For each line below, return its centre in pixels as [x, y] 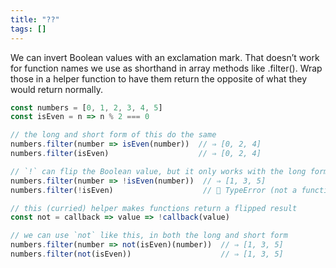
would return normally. [56, 89]
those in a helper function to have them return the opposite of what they [159, 78]
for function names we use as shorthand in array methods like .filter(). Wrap [166, 68]
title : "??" [35, 19]
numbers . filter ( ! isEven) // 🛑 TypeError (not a [154, 190]
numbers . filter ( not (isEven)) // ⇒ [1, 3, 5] [147, 254]
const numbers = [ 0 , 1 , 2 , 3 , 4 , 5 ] [86, 107]
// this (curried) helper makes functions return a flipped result [154, 208]
